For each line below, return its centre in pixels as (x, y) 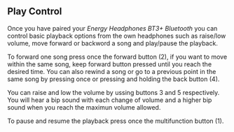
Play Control (35, 12)
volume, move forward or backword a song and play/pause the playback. (113, 43)
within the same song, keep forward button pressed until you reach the (110, 64)
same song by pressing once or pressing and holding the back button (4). (113, 79)
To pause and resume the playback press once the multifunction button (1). (116, 121)
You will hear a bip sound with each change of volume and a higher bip (110, 100)
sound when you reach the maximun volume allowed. (84, 107)
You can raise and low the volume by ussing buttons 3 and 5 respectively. (113, 92)
